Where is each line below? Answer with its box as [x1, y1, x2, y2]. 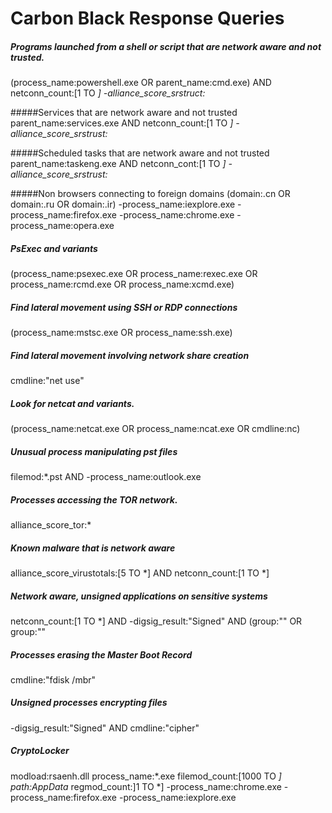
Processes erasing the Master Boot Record [10, 648, 193, 661]
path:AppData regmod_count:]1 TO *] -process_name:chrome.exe [10, 780, 282, 792]
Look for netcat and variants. [10, 397, 135, 409]
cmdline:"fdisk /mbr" [10, 673, 97, 686]
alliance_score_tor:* [10, 518, 92, 531]
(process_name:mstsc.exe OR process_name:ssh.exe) [10, 327, 233, 339]
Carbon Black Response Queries [10, 7, 285, 30]
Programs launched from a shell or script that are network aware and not [10, 40, 322, 52]
